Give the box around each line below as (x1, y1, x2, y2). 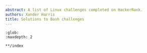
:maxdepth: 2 (5, 34, 33, 40)
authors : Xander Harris (5, 12, 55, 17)
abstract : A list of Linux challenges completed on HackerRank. (5, 7, 143, 12)
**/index (5, 43, 24, 48)
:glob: (5, 30, 19, 35)
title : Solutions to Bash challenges (5, 16, 85, 21)
